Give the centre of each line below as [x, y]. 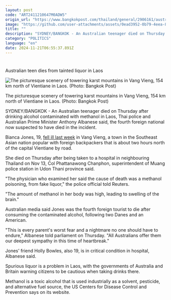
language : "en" [21, 43]
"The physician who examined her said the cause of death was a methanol [83, 179]
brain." [12, 199]
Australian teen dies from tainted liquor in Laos [54, 70]
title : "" [16, 29]
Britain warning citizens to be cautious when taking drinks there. [73, 271]
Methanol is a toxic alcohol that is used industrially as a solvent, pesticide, [83, 281]
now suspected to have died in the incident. [51, 127]
